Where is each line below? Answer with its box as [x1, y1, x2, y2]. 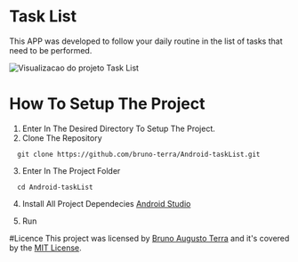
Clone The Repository [21, 132, 102, 143]
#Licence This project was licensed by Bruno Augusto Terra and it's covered [9, 233, 290, 243]
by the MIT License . [9, 242, 82, 253]
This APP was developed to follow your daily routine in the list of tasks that [9, 36, 283, 46]
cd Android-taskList [17, 183, 93, 192]
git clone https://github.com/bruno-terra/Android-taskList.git [17, 150, 261, 159]
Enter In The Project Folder [21, 165, 121, 176]
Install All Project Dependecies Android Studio [21, 198, 191, 209]
